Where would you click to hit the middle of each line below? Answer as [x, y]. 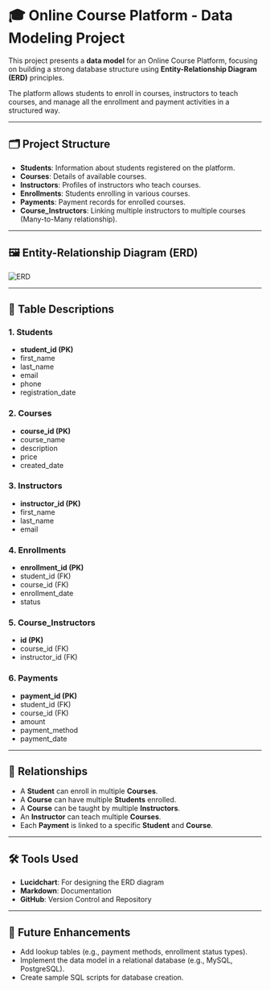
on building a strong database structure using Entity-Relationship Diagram [133, 68]
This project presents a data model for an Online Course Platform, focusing [133, 60]
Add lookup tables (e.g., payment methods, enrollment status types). [133, 952]
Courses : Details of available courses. [83, 176]
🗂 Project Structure [59, 145]
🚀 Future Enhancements [70, 932]
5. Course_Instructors [52, 623]
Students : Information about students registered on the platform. [127, 168]
